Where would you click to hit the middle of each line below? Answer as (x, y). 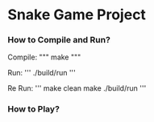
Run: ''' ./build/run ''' (42, 73)
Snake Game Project (77, 15)
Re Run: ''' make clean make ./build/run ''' (77, 88)
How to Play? (33, 109)
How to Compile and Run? (59, 40)
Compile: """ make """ (44, 57)
